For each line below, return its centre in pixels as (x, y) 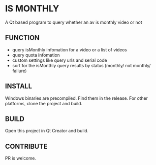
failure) (19, 71)
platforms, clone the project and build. (44, 103)
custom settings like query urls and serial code (60, 60)
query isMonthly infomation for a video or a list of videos (69, 49)
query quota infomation (36, 55)
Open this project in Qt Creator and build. (47, 131)
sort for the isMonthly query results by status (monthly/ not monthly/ (81, 65)
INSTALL (19, 86)
